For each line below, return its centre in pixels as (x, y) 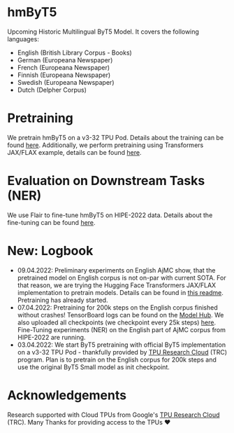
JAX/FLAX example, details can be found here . (74, 152)
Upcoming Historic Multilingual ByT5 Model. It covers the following (103, 32)
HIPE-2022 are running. (51, 337)
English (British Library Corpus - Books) (75, 53)
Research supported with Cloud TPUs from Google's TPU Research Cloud (114, 415)
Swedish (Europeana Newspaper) (66, 82)
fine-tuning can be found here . (51, 222)
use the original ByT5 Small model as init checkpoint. (93, 367)
